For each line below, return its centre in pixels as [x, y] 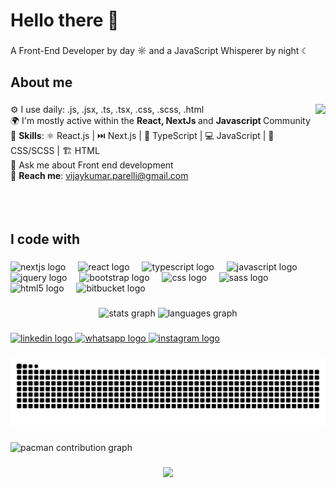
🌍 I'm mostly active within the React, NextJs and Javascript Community [160, 121]
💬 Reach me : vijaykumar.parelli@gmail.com [99, 176]
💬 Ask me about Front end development [92, 165]
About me [41, 82]
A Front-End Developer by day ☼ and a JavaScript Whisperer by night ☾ [160, 51]
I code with [45, 239]
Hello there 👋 [65, 20]
